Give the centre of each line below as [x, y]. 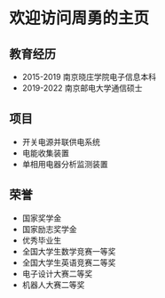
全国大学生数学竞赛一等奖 [69, 251]
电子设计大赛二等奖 [57, 273]
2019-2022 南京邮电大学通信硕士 [82, 88]
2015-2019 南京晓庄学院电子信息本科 [89, 77]
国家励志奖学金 [49, 229]
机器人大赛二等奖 [53, 285]
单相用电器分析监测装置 [65, 164]
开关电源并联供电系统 [61, 141]
